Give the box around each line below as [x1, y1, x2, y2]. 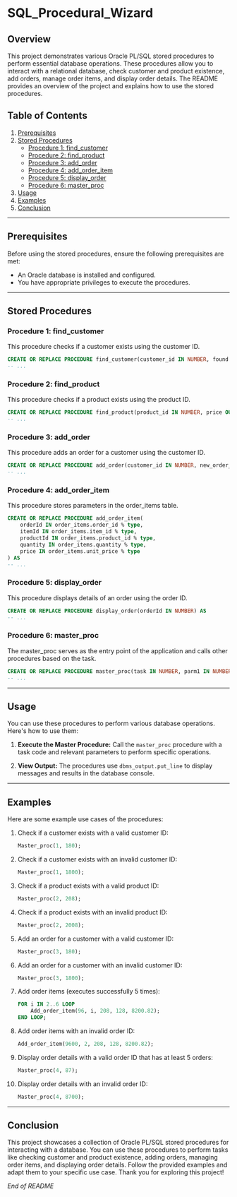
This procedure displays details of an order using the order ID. [7, 593, 188, 602]
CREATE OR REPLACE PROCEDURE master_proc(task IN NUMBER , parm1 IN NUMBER [7, 667, 232, 675]
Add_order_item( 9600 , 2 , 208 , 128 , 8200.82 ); [17, 1040, 154, 1048]
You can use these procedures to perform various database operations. [7, 719, 215, 728]
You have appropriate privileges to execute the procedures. [17, 278, 190, 287]
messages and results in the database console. [17, 769, 155, 778]
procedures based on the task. [7, 654, 97, 662]
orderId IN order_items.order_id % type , [20, 521, 143, 529]
